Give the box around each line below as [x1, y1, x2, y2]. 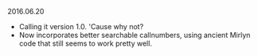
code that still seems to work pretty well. [18, 39, 153, 48]
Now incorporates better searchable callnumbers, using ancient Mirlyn [18, 31, 251, 39]
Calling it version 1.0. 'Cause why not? [18, 22, 144, 31]
